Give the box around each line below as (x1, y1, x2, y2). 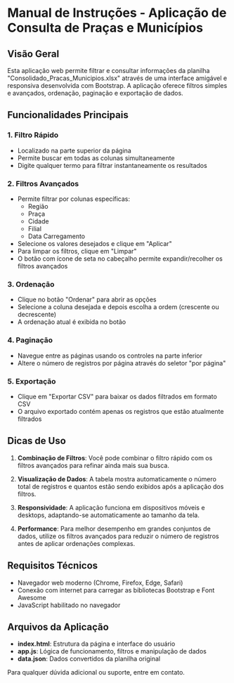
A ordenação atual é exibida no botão (17, 318, 126, 326)
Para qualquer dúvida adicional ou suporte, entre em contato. (7, 668, 185, 677)
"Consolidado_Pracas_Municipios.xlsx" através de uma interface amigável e (7, 74, 227, 82)
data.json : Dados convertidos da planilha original (17, 655, 160, 663)
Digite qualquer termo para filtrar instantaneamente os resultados (17, 161, 207, 169)
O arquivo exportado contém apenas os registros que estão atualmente (17, 407, 224, 415)
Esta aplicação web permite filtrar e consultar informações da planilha (7, 67, 210, 74)
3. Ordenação (7, 279, 55, 289)
